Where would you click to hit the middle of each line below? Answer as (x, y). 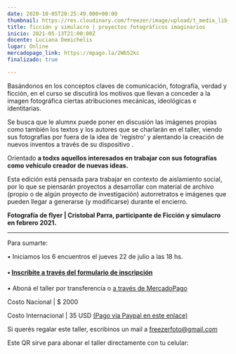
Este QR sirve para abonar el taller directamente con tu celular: (98, 343)
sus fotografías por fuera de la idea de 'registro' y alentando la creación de (116, 137)
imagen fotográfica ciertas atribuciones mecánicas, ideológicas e (102, 101)
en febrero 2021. (32, 222)
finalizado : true (33, 60)
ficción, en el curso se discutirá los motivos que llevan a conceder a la (109, 93)
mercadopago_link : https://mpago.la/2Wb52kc (73, 53)
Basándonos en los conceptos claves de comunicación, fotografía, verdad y (117, 86)
